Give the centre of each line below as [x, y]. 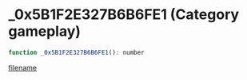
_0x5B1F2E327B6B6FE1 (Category [124, 15]
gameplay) [45, 31]
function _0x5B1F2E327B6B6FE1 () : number [77, 52]
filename [23, 67]
